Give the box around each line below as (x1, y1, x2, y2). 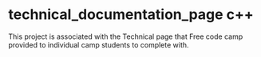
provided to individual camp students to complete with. (8, 40, 189, 49)
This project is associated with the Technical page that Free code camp (8, 32, 243, 41)
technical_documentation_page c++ (8, 6, 254, 24)
